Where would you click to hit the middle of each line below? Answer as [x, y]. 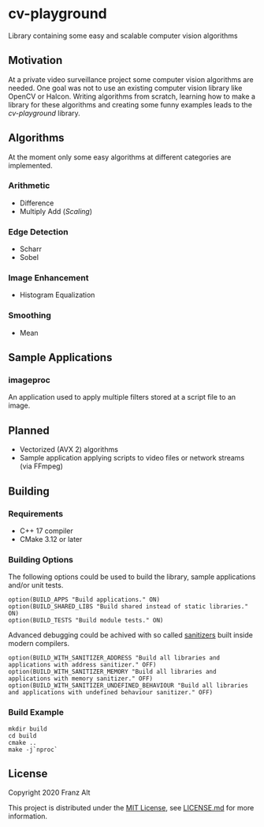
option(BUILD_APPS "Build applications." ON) [84, 600]
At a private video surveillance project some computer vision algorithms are [131, 79]
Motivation [35, 60]
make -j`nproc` [33, 750]
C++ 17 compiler [46, 531]
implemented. [30, 165]
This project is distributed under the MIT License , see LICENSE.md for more [131, 808]
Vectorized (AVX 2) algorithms [69, 449]
